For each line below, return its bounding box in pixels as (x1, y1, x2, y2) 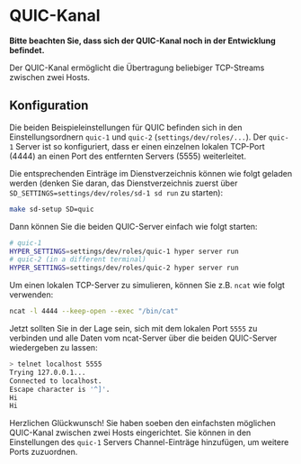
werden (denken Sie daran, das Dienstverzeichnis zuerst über (9, 177, 238, 188)
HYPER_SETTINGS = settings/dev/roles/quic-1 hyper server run (9, 247, 240, 256)
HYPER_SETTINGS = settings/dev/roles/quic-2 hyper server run (9, 263, 240, 273)
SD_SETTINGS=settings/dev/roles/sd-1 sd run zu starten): (9, 187, 223, 198)
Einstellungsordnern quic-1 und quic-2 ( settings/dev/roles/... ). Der (9, 132, 267, 142)
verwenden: (9, 289, 54, 300)
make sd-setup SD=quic (9, 205, 94, 214)
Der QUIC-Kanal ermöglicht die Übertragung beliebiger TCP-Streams (9, 62, 265, 73)
